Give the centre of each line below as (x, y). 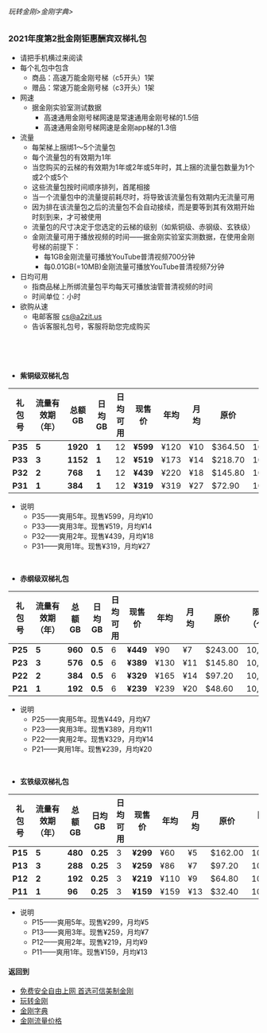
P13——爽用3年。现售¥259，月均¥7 (90, 932)
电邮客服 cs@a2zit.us (67, 316)
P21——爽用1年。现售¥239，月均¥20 (92, 749)
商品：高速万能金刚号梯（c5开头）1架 (93, 77)
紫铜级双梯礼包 (44, 375)
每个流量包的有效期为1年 (72, 157)
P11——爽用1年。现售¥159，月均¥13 (90, 952)
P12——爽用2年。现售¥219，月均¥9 (90, 941)
